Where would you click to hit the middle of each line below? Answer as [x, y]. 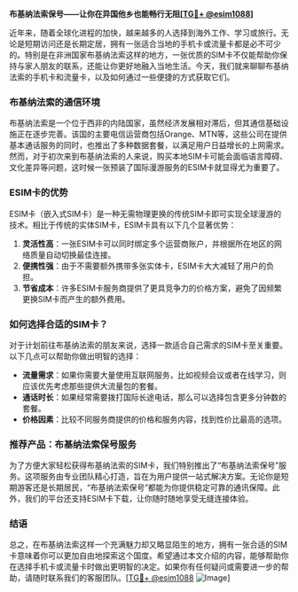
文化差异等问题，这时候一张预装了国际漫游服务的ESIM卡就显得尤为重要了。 [147, 167]
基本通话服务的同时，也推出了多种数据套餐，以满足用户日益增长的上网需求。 [149, 145]
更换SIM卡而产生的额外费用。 [76, 299]
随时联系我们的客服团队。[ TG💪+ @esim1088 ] [131, 578]
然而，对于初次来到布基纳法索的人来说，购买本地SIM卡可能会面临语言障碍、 [149, 156]
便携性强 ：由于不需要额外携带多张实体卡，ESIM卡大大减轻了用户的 [144, 266]
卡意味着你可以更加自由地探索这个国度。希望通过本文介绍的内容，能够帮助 [145, 556]
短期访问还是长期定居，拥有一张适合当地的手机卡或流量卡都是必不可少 [153, 44]
